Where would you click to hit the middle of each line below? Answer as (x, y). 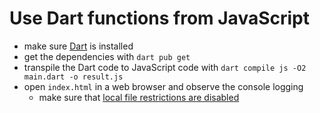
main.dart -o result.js (73, 77)
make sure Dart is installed (78, 46)
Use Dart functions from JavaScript (159, 18)
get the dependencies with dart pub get (107, 56)
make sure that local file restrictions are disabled (139, 97)
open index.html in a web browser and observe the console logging (163, 86)
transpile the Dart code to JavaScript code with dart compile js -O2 (165, 67)
